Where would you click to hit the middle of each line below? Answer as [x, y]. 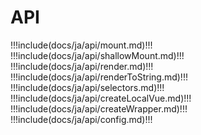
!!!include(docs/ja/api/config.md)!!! [81, 119]
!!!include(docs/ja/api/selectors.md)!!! [87, 87]
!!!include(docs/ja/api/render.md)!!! [82, 66]
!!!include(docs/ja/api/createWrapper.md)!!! [99, 108]
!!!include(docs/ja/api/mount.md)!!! [81, 45]
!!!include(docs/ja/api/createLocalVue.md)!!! [101, 98]
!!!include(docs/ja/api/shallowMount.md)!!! [97, 55]
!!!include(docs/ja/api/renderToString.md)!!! [99, 77]
